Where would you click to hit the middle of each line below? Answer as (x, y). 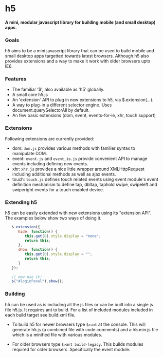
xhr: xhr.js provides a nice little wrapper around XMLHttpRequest (78, 169)
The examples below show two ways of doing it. (53, 218)
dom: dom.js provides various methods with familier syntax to (73, 148)
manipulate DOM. (29, 153)
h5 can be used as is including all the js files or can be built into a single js (79, 304)
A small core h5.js (30, 95)
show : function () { (37, 250)
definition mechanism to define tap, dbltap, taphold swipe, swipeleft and (84, 184)
